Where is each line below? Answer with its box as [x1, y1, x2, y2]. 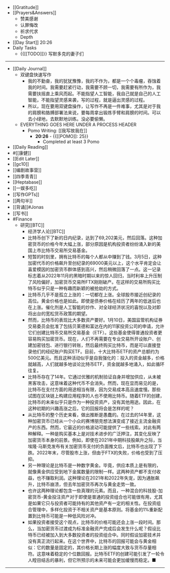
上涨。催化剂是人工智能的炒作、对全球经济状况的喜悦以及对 [32, 304, 157, 310]
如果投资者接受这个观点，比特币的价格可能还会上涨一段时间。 [27, 519, 157, 525]
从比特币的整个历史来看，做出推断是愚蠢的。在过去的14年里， [27, 412, 157, 418]
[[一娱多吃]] [12, 185, 37, 191]
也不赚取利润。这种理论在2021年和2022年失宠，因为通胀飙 [36, 475, 160, 481]
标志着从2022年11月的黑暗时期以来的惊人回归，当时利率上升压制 [27, 273, 162, 279]
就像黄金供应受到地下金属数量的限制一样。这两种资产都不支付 [27, 469, 157, 474]
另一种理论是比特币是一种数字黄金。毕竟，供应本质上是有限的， [27, 462, 161, 468]
